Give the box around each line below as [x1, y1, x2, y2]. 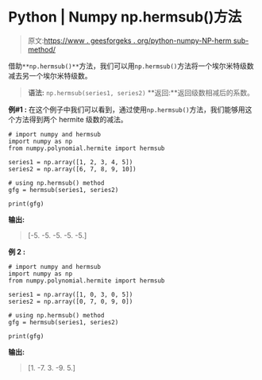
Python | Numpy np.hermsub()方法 [8, 8, 242, 26]
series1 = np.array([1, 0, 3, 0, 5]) [8, 290, 133, 298]
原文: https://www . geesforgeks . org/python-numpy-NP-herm [27, 36, 232, 45]
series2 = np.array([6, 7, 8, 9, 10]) [8, 165, 137, 173]
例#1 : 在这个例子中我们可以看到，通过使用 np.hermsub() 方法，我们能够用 [8, 105, 245, 114]
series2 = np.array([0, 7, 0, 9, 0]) [8, 297, 133, 305]
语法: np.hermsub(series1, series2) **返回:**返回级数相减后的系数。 [27, 87, 254, 97]
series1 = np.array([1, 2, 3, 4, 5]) [8, 158, 133, 166]
